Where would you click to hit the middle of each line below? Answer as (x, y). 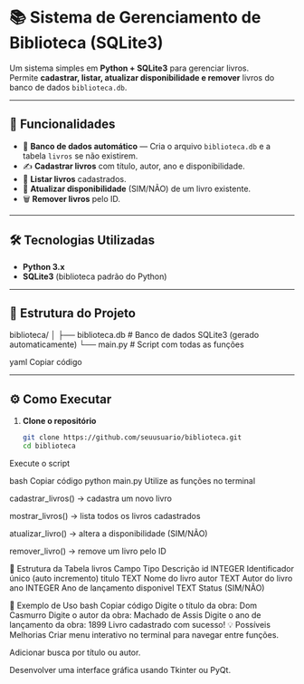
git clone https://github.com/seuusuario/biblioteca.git (132, 438)
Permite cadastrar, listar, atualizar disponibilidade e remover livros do (142, 77)
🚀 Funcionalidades (62, 125)
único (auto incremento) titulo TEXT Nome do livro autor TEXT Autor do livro (151, 578)
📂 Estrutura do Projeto (72, 313)
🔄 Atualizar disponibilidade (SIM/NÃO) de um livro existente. (137, 188)
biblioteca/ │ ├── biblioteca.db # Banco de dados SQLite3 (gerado (134, 335)
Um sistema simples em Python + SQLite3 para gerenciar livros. (129, 68)
